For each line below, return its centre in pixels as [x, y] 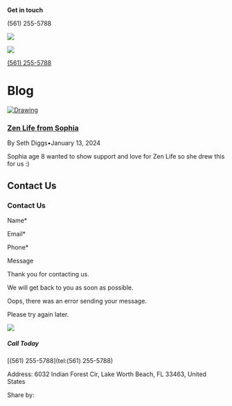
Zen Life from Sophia [43, 127]
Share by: [21, 395]
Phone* [18, 247]
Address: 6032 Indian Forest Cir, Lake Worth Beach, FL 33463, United [107, 374]
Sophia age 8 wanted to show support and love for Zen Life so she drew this [116, 157]
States [16, 381]
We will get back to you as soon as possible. [70, 288]
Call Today [23, 343]
